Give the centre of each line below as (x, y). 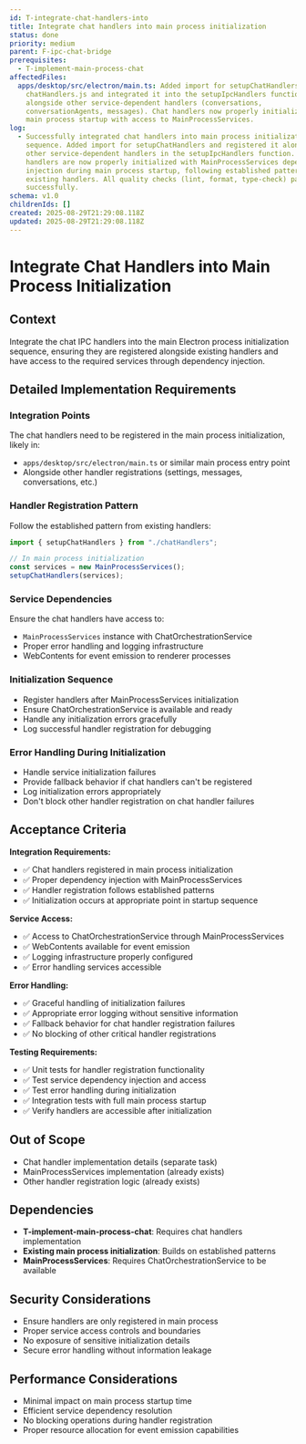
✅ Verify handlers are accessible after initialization (117, 1110)
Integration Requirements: (60, 852)
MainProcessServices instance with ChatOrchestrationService (138, 637)
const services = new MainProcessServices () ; (97, 567)
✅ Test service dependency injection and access (114, 1080)
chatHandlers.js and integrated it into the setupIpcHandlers (146, 94)
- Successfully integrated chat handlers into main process (134, 137)
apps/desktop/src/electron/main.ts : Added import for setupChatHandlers (158, 86)
